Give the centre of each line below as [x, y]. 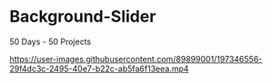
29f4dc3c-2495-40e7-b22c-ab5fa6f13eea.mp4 [99, 69]
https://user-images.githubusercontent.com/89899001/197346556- [136, 59]
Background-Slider [83, 17]
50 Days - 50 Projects [50, 41]
